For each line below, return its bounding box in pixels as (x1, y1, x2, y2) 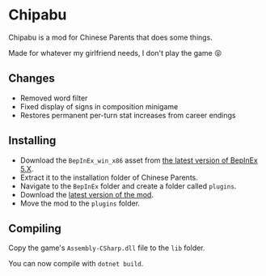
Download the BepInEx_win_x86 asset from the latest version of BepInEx (19, 155, 259, 165)
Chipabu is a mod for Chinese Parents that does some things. (8, 32, 213, 42)
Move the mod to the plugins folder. (19, 198, 140, 208)
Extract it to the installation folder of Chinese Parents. (19, 172, 198, 182)
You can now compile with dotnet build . (8, 259, 144, 269)
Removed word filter (19, 93, 88, 103)
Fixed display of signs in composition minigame (19, 101, 179, 111)
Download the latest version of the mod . (19, 189, 154, 199)
